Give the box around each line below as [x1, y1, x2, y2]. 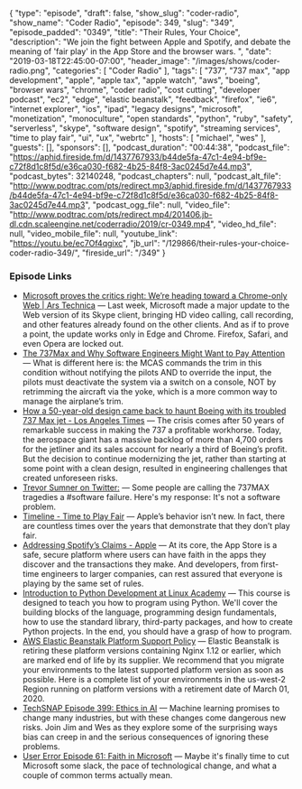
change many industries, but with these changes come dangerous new [22, 712, 287, 723]
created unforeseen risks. [22, 473, 119, 484]
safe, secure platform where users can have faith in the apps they [22, 550, 267, 561]
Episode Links [9, 270, 72, 283]
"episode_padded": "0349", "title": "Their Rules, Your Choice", [9, 27, 241, 37]
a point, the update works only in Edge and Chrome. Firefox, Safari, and [22, 329, 288, 339]
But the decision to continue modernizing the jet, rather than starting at [22, 453, 287, 464]
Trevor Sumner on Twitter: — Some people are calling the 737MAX [22, 482, 270, 493]
